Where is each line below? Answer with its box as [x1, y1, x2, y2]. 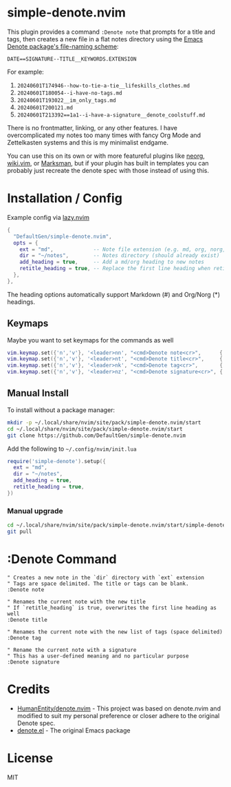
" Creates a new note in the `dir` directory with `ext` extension [7, 574, 205, 581]
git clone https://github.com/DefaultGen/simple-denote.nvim [7, 432, 186, 439]
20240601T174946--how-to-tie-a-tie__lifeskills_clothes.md [16, 82, 190, 89]
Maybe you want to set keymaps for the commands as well [7, 336, 174, 344]
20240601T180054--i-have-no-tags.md [16, 90, 122, 96]
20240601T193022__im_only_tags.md [16, 96, 116, 104]
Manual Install [7, 387, 69, 399]
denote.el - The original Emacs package [16, 726, 131, 735]
